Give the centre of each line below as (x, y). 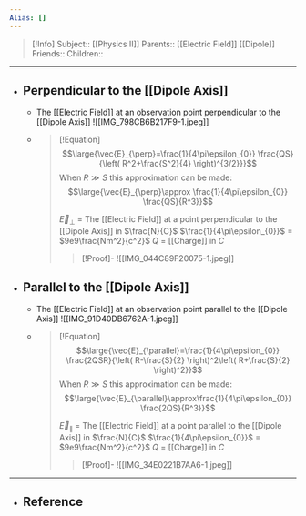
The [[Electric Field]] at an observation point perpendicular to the (158, 112)
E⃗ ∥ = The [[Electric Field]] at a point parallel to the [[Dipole (170, 427)
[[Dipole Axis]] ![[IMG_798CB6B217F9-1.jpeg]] (122, 122)
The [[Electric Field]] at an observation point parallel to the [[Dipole (162, 309)
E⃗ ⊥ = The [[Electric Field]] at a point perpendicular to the (168, 221)
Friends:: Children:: (67, 53)
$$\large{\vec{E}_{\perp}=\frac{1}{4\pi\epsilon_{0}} (159, 154)
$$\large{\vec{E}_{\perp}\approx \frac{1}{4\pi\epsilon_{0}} (178, 192)
